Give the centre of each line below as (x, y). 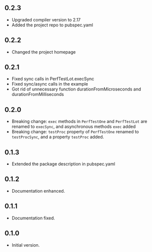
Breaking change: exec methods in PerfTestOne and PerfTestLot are (79, 122)
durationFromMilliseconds (38, 94)
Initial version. (26, 245)
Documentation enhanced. (38, 191)
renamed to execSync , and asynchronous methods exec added (74, 126)
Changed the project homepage (44, 52)
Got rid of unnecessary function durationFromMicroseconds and (76, 89)
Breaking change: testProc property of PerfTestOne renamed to (75, 132)
